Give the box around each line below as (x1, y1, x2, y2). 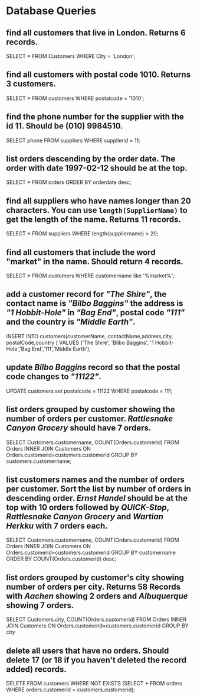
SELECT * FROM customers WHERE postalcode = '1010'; (6, 95, 145, 102)
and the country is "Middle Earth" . (6, 317, 136, 327)
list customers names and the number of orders (6, 474, 185, 484)
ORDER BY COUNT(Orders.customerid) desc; (6, 555, 117, 562)
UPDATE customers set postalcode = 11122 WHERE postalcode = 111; (6, 387, 173, 394)
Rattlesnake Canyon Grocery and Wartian (6, 512, 164, 522)
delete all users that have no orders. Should (6, 646, 169, 656)
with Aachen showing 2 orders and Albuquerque (6, 591, 188, 601)
